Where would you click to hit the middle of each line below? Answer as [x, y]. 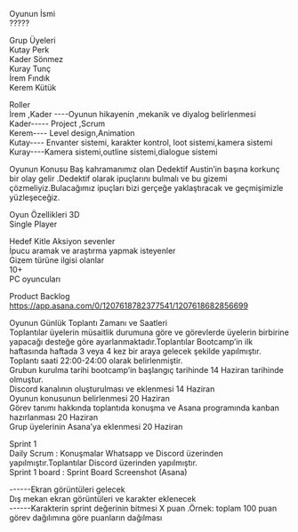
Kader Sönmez [36, 59]
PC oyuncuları [35, 279]
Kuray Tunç [30, 68]
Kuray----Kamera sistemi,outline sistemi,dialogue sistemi [113, 152]
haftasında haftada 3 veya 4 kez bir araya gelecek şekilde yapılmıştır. [135, 351]
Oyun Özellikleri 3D [44, 214]
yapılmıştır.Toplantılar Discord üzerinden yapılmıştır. [104, 463]
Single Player [33, 224]
